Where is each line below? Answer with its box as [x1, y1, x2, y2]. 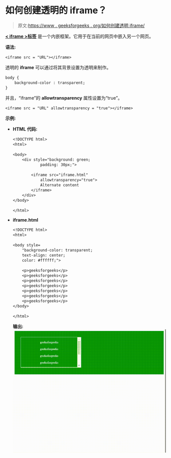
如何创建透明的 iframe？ [5, 5, 107, 16]
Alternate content [40, 182, 79, 188]
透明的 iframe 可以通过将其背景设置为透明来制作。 [5, 64, 111, 70]
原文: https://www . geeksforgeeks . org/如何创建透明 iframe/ [17, 22, 145, 28]
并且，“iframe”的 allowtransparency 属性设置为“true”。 [5, 95, 123, 101]
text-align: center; [22, 253, 66, 258]
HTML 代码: [12, 126, 38, 132]
